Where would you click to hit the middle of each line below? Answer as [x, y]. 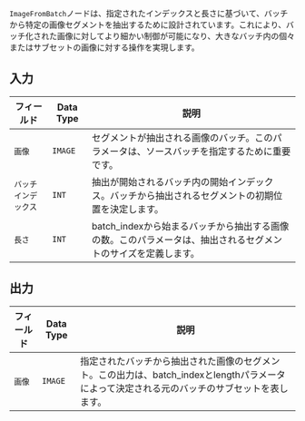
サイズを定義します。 [154, 253]
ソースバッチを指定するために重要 [218, 151]
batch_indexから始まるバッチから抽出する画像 [190, 226]
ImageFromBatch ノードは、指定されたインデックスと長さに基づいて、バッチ [149, 13]
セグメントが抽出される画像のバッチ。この [182, 137]
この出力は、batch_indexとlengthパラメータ [192, 375]
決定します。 [137, 209]
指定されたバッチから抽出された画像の [162, 361]
